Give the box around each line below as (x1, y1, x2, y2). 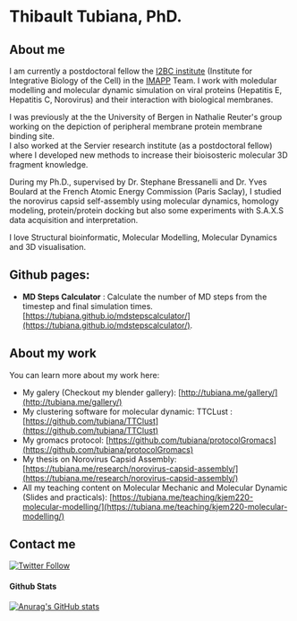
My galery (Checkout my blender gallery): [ (21, 387, 182, 398)
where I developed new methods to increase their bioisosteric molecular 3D (9, 150, 288, 160)
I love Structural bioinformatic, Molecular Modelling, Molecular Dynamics (9, 232, 277, 243)
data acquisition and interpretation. (9, 215, 139, 225)
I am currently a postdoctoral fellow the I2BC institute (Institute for (9, 65, 253, 76)
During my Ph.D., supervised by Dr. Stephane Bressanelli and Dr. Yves (9, 177, 267, 187)
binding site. (9, 131, 55, 141)
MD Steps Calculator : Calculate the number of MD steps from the (21, 291, 267, 302)
